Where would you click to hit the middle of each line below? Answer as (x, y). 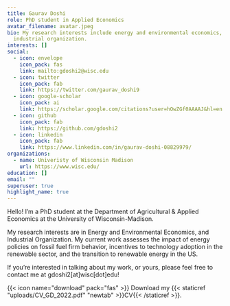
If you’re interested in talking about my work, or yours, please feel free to (110, 268)
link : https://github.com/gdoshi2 (69, 128)
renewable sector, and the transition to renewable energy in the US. (103, 254)
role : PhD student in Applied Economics (66, 20)
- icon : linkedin (38, 134)
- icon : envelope (38, 58)
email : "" (21, 179)
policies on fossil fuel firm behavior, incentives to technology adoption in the (115, 247)
